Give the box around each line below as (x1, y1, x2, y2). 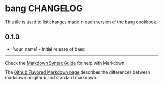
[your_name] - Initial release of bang (12, 46, 85, 51)
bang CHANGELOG (5, 3, 83, 14)
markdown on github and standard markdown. (5, 74, 98, 80)
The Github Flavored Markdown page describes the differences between (5, 69, 150, 75)
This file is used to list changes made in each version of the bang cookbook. (5, 19, 158, 25)
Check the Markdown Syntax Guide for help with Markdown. (5, 60, 126, 66)
